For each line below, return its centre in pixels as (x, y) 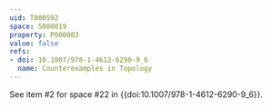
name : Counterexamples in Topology (85, 69)
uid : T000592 (34, 18)
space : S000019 (38, 26)
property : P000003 (44, 35)
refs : (20, 52)
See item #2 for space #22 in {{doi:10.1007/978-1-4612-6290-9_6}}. (136, 94)
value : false (34, 43)
